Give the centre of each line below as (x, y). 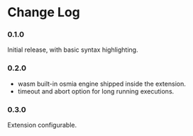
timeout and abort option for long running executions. (96, 91)
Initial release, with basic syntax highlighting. (73, 50)
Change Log (44, 12)
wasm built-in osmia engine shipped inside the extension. (101, 84)
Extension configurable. (42, 125)
